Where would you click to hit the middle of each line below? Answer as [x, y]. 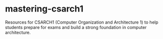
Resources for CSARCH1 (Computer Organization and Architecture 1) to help [82, 22]
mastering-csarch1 [44, 9]
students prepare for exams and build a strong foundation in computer [76, 27]
